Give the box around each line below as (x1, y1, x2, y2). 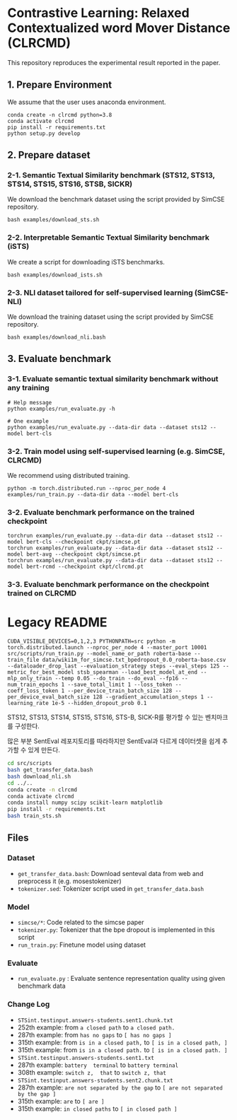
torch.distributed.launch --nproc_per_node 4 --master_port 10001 (7, 644, 207, 651)
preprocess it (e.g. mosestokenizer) (17, 877, 122, 885)
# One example (7, 417, 50, 425)
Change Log (7, 999, 50, 1009)
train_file (7, 656, 40, 664)
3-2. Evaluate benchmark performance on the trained (7, 507, 195, 517)
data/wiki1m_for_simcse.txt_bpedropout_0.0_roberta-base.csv (42, 656, 226, 664)
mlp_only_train (7, 675, 52, 682)
